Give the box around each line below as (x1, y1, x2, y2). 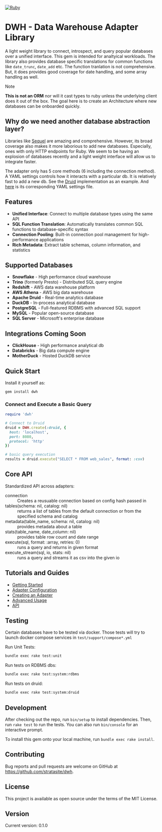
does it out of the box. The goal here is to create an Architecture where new (5, 98, 157, 104)
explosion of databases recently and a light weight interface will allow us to (5, 154, 156, 159)
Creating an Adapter (12, 592, 53, 598)
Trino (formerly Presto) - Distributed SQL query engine (12, 279, 123, 285)
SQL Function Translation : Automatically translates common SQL (12, 221, 144, 227)
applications (39, 236, 64, 242)
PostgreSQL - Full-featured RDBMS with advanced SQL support (12, 305, 141, 311)
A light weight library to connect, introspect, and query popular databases (5, 48, 153, 54)
